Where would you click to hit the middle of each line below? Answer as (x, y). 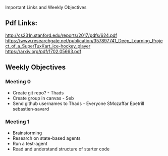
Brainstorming (27, 133)
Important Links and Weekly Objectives (46, 7)
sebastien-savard (31, 109)
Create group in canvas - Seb (43, 98)
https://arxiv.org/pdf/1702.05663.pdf (43, 51)
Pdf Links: (21, 23)
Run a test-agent (30, 143)
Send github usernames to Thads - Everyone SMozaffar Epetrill (78, 103)
